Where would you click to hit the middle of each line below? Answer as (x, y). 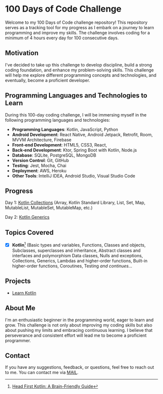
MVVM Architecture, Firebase (42, 140)
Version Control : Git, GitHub (41, 160)
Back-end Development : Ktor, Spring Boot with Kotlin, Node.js (74, 150)
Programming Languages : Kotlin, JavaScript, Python (65, 129)
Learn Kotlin (24, 293)
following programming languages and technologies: (58, 120)
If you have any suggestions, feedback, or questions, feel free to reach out (80, 367)
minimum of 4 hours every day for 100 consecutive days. (62, 38)
